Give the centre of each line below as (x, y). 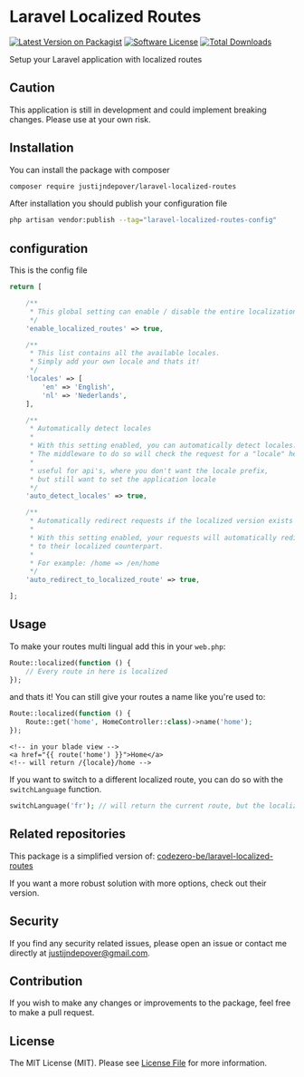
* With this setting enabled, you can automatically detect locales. (163, 446)
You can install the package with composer (90, 170)
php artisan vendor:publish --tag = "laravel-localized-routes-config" (143, 220)
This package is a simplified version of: (82, 856)
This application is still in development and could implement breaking (138, 110)
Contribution (46, 981)
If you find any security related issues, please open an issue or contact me (148, 943)
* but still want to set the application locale (123, 479)
